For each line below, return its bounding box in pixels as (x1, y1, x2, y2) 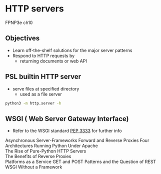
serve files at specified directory (12, 85, 79, 91)
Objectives (5, 34, 40, 42)
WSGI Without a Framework (5, 164, 62, 170)
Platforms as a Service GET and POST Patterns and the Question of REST (5, 158, 156, 165)
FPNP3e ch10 (5, 19, 33, 25)
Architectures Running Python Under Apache (5, 143, 98, 149)
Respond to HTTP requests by (12, 52, 75, 58)
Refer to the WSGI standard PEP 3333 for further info (12, 128, 122, 134)
